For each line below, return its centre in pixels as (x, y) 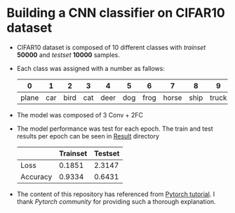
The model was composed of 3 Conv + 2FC (80, 115)
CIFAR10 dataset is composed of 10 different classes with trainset (111, 47)
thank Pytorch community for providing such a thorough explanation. (116, 201)
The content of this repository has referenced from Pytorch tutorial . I (116, 194)
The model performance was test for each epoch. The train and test (115, 129)
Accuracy (36, 176)
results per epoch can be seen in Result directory (88, 136)
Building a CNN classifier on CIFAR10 (116, 13)
